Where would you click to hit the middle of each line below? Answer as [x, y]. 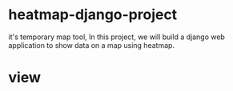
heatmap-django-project [93, 15]
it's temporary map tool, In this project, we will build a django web [117, 37]
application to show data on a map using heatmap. [91, 45]
